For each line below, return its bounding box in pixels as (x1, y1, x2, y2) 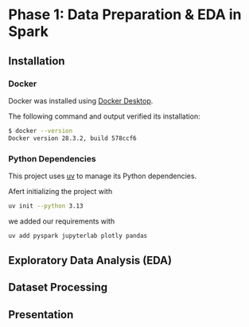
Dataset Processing (8, 281, 108, 294)
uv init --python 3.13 (8, 201, 84, 210)
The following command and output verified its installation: (8, 111, 200, 121)
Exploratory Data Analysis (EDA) (8, 254, 173, 267)
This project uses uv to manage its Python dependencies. (8, 171, 197, 181)
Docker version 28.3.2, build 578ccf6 (8, 134, 137, 142)
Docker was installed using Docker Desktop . (8, 95, 154, 105)
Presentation (8, 308, 74, 321)
